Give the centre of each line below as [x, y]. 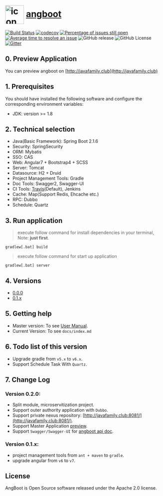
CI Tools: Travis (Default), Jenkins [46, 189]
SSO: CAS [23, 157]
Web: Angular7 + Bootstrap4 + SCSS [50, 163]
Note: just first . [33, 238]
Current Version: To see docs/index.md [52, 331]
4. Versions [23, 281]
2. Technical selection [40, 129]
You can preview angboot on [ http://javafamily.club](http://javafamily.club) [81, 71]
